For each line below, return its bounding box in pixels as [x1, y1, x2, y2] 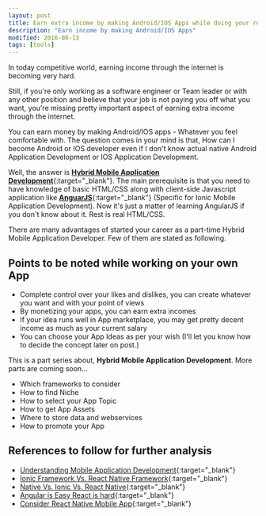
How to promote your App [19, 421, 104, 431]
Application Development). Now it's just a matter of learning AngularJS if [8, 201, 245, 211]
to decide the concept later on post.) [19, 340, 139, 349]
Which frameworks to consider [19, 379, 121, 389]
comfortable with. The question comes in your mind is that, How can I [8, 135, 235, 145]
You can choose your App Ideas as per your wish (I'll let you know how [19, 332, 252, 341]
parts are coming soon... [8, 363, 89, 373]
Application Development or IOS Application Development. [8, 152, 199, 162]
